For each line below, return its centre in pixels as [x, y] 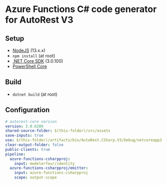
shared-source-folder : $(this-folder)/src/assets [58, 131]
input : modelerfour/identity [44, 163]
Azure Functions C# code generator [81, 9]
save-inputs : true [24, 136]
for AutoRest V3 [39, 20]
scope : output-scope [35, 177]
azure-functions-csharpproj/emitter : [49, 168]
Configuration [27, 110]
